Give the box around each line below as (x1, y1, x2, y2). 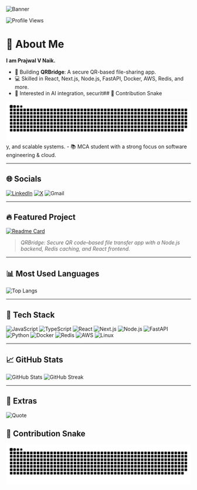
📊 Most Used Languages (6, 268, 100, 279)
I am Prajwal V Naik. (6, 56, 56, 64)
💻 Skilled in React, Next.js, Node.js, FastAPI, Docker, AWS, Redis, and (14, 75, 184, 82)
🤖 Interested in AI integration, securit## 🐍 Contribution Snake (14, 89, 162, 96)
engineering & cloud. (6, 151, 57, 158)
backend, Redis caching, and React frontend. (20, 245, 131, 252)
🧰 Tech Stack (6, 309, 55, 320)
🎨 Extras (6, 396, 37, 406)
